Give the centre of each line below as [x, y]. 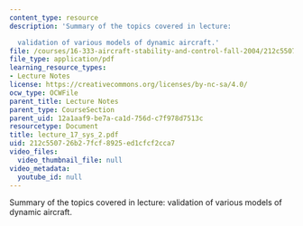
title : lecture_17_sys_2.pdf [64, 135]
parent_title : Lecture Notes [64, 101]
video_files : [34, 152]
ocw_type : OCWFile [44, 93]
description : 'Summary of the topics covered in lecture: [120, 26]
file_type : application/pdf [62, 60]
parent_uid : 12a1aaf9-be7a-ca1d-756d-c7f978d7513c [106, 118]
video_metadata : [40, 168]
